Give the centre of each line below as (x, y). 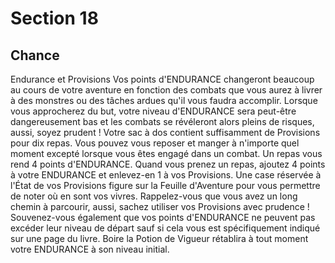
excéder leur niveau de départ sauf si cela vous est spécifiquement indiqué (165, 228)
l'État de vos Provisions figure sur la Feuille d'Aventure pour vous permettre (165, 185)
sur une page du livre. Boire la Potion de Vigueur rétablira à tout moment (159, 238)
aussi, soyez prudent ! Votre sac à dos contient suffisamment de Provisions (165, 132)
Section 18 (54, 18)
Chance (35, 55)
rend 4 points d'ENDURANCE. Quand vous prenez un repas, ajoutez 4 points (168, 164)
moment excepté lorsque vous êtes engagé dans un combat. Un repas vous (166, 153)
